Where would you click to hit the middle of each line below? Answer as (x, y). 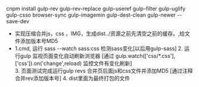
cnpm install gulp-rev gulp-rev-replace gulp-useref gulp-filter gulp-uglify (96, 9)
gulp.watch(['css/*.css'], (145, 56)
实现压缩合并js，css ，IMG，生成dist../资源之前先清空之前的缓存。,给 (100, 33)
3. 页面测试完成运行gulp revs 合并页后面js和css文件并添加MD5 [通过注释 (104, 71)
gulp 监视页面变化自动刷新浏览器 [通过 (67, 56)
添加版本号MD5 (39, 41)
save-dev (18, 21)
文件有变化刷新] (113, 63)
